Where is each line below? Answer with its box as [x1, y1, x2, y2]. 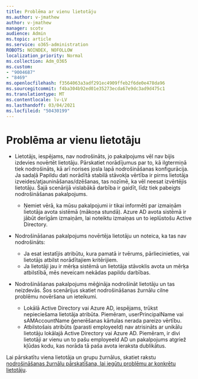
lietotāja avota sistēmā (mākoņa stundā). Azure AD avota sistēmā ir [23, 208, 187, 216]
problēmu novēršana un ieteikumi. [14, 293, 98, 300]
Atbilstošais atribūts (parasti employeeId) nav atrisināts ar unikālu [23, 323, 183, 330]
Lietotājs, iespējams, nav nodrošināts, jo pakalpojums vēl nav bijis [14, 153, 175, 160]
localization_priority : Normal [6, 53, 83, 59]
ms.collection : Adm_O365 [6, 58, 67, 64]
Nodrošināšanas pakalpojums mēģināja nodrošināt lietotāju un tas [14, 281, 176, 288]
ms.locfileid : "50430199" [6, 108, 70, 114]
